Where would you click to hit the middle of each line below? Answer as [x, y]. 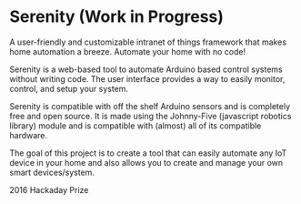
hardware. [29, 135]
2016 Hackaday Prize [49, 189]
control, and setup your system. [69, 88]
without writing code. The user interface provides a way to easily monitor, [147, 78]
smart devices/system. [52, 172]
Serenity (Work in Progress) [117, 17]
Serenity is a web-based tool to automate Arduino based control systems [146, 69]
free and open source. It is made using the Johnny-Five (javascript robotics [150, 116]
